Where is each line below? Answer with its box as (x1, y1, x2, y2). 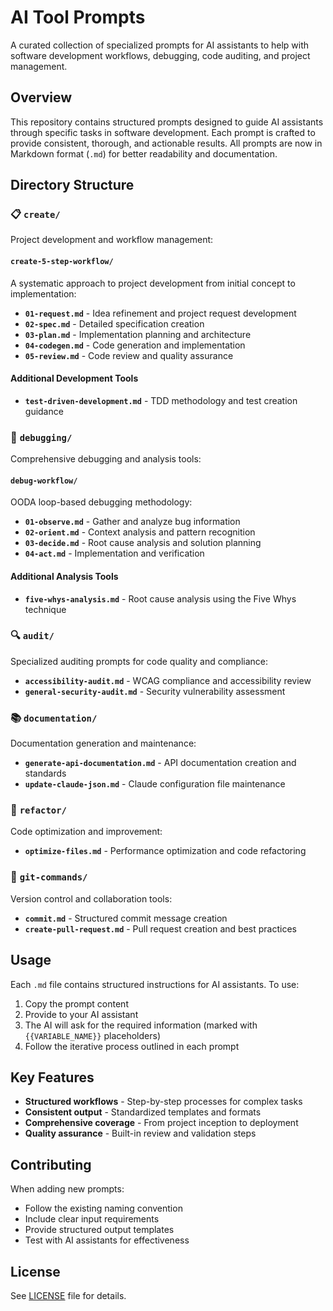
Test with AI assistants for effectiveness (24, 1234, 190, 1246)
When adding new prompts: (10, 1183, 125, 1195)
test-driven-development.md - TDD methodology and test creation (24, 394, 298, 406)
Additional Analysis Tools (10, 570, 119, 582)
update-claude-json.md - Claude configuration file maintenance (24, 778, 286, 790)
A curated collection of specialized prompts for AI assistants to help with (10, 39, 310, 51)
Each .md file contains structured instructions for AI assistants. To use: (10, 978, 300, 990)
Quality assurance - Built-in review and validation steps (24, 1127, 257, 1140)
